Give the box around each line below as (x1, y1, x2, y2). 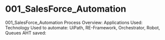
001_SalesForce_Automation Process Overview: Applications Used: (5, 20, 143, 25)
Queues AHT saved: (5, 30, 46, 36)
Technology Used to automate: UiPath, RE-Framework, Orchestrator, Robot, (5, 24, 161, 30)
